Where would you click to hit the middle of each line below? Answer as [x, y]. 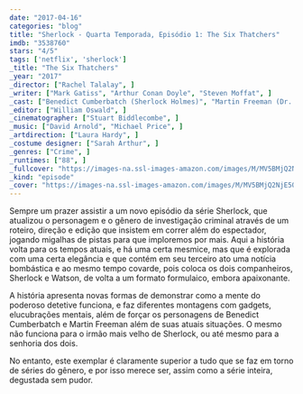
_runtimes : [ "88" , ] [48, 160]
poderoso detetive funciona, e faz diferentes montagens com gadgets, [141, 305]
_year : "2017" [36, 77]
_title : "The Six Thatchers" [64, 69]
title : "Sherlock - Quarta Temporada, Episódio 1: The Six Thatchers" [145, 34]
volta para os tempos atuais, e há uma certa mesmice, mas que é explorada [150, 250]
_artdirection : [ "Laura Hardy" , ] [74, 135]
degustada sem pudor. [51, 380]
